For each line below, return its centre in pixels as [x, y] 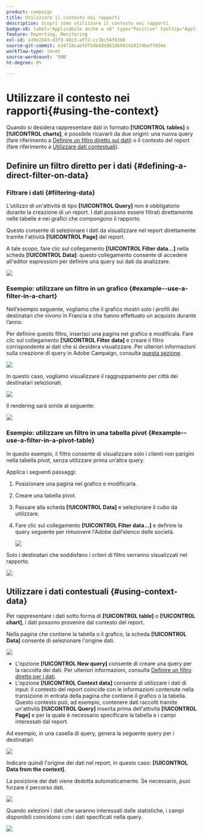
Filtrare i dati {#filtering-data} [51, 193]
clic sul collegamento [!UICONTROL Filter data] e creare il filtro [85, 341]
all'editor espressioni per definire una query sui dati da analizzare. [89, 262]
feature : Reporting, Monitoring [47, 35]
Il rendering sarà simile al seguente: [50, 406]
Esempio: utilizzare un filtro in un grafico [67, 288]
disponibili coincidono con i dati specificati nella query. [75, 817]
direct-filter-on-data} [47, 175]
